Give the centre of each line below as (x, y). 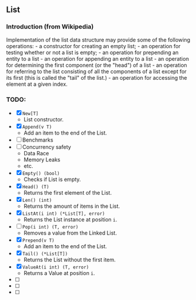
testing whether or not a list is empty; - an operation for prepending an (93, 52)
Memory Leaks (42, 160)
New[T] (30, 113)
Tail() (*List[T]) (45, 254)
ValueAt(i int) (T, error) (56, 267)
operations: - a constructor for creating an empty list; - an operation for (94, 46)
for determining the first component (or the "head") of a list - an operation (97, 65)
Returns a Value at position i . (59, 273)
